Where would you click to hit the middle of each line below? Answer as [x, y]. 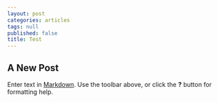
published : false [32, 33]
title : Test [24, 40]
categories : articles [39, 20]
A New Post [33, 68]
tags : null [23, 26]
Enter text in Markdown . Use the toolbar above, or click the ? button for [109, 84]
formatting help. [30, 92]
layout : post [26, 14]
